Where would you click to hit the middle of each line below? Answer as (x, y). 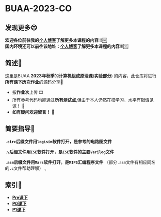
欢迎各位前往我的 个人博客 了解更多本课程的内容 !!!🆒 (56, 40)
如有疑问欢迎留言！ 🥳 (33, 112)
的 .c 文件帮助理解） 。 (27, 168)
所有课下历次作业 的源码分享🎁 (34, 82)
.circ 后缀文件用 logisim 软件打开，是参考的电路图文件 (58, 141)
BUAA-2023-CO (38, 9)
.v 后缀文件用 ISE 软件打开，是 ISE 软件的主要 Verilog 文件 (60, 152)
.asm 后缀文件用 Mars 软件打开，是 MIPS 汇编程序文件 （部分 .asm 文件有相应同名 (80, 162)
